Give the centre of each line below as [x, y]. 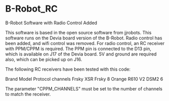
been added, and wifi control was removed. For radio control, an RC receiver [85, 43]
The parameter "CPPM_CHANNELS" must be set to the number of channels [84, 88]
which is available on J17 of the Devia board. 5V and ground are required [81, 54]
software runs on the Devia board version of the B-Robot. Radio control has [84, 38]
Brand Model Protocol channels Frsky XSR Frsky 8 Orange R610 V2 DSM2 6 [84, 79]
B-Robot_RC [32, 9]
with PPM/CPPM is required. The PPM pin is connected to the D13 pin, [78, 48]
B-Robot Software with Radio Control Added [51, 23]
